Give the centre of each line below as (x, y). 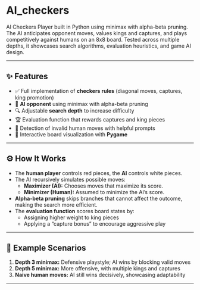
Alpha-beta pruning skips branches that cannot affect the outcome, (99, 198)
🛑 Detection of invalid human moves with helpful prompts (85, 128)
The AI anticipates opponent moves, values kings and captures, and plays (97, 33)
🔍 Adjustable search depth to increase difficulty (74, 110)
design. (15, 52)
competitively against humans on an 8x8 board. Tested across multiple (93, 39)
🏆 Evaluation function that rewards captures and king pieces (90, 119)
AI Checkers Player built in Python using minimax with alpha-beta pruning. (97, 27)
